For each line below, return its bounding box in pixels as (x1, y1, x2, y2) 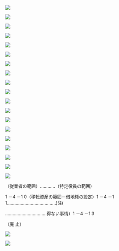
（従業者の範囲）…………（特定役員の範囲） (5, 183, 95, 189)
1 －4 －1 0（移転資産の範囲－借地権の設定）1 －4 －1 (5, 194, 115, 200)
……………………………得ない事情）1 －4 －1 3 (5, 211, 95, 217)
